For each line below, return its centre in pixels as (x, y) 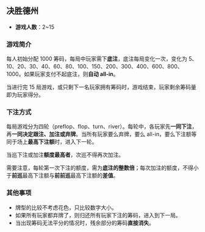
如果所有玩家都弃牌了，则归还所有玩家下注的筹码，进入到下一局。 (98, 215)
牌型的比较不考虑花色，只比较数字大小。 (66, 208)
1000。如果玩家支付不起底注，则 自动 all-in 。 (63, 74)
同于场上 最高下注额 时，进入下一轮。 (52, 142)
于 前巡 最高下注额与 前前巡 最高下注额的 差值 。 (63, 176)
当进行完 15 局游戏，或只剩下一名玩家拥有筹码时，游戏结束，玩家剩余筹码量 (101, 87)
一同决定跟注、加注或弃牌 (44, 134)
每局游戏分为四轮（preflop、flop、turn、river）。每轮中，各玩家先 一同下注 (99, 127)
